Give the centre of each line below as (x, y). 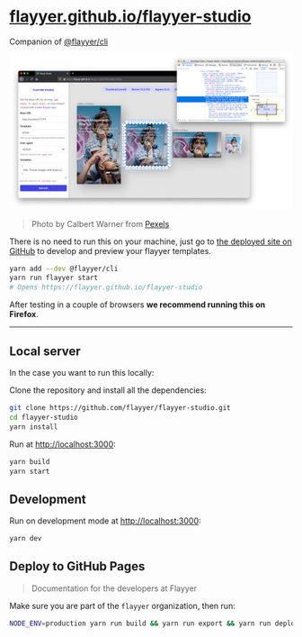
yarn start (30, 471)
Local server (45, 351)
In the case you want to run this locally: (82, 373)
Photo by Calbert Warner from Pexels (100, 223)
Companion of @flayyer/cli (59, 41)
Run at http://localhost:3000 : (63, 444)
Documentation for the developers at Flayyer (114, 588)
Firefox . (24, 314)
